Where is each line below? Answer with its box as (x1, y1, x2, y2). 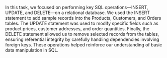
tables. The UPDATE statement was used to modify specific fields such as (5, 20, 158, 26)
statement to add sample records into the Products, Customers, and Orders (5, 15, 161, 21)
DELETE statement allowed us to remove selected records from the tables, (5, 31, 159, 37)
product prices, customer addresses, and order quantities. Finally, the (5, 26, 150, 32)
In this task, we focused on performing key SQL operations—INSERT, (5, 5, 148, 10)
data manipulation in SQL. (5, 47, 59, 53)
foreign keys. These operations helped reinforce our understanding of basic (5, 42, 162, 47)
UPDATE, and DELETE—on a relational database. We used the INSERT (5, 10, 150, 16)
